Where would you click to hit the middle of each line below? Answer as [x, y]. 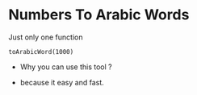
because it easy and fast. [62, 82]
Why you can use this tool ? [66, 67]
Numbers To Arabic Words [99, 15]
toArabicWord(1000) [41, 52]
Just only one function [46, 37]
